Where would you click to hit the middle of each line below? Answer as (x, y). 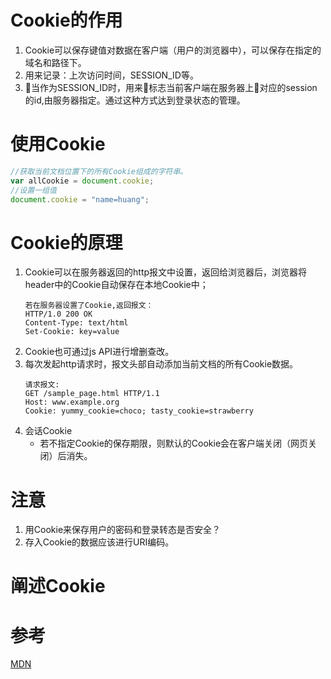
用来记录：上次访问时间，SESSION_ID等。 (111, 75)
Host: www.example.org (72, 402)
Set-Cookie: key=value (72, 332)
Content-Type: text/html (76, 323)
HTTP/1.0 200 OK (58, 314)
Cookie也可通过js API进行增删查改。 (99, 352)
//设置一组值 (33, 190)
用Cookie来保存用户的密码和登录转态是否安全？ (123, 530)
